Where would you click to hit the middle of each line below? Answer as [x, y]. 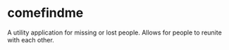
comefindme [45, 13]
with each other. [31, 39]
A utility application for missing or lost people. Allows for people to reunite [114, 32]
